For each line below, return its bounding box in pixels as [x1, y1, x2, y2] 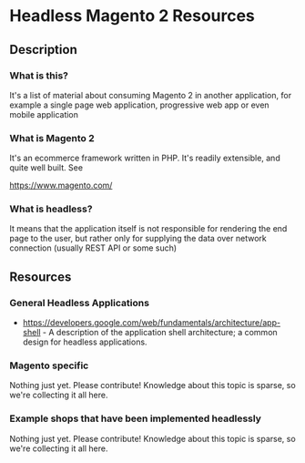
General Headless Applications [9, 296, 150, 309]
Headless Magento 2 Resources [9, 5, 255, 26]
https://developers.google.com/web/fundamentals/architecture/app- [22, 317, 280, 328]
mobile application [9, 108, 79, 119]
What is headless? [9, 202, 93, 215]
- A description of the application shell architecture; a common [42, 327, 278, 338]
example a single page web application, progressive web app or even [9, 99, 270, 110]
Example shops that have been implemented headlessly [9, 412, 262, 425]
